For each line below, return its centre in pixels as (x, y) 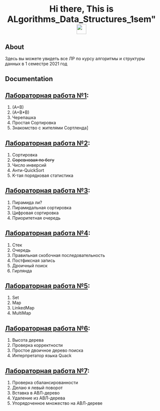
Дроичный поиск (30, 265)
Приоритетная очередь (36, 218)
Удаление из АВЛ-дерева (39, 398)
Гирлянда (22, 271)
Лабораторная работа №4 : (48, 233)
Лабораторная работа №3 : (48, 191)
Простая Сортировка (34, 123)
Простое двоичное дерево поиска (48, 350)
